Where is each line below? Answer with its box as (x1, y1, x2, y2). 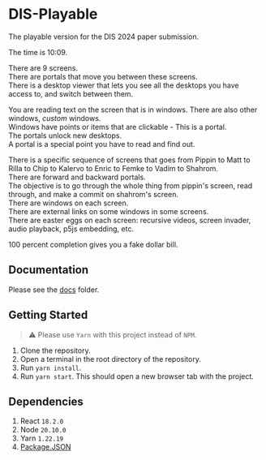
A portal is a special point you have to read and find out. (8, 139, 195, 148)
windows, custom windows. (8, 113, 101, 123)
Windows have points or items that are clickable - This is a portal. (8, 122, 227, 131)
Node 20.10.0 (19, 425, 66, 435)
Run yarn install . (19, 363, 82, 372)
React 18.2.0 (19, 416, 64, 426)
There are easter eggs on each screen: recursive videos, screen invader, (8, 215, 251, 225)
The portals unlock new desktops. (8, 131, 122, 140)
